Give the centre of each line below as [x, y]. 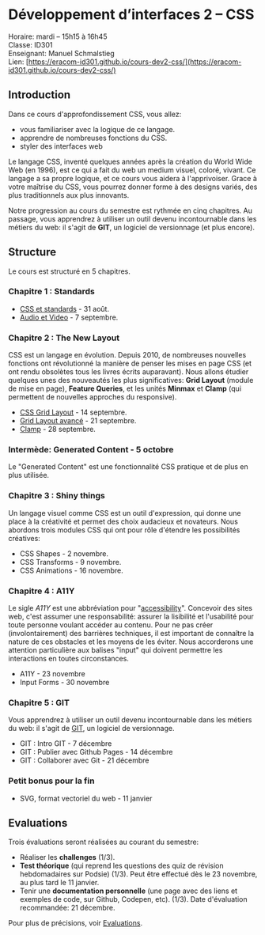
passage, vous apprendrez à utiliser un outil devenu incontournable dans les [132, 218]
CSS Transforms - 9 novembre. [70, 562]
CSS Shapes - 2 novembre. [64, 553]
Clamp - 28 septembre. [58, 430]
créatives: [25, 538]
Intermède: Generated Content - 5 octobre [91, 450]
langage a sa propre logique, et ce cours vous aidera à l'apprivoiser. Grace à [132, 178]
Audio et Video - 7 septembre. [69, 317]
